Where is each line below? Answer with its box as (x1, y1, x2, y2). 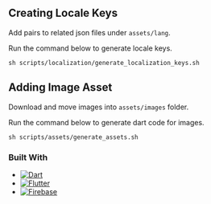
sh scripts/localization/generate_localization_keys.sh (8, 59, 200, 67)
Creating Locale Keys (8, 6, 118, 20)
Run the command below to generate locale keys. (8, 43, 173, 53)
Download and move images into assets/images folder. (8, 102, 189, 112)
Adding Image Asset (8, 80, 113, 95)
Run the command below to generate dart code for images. (8, 117, 205, 127)
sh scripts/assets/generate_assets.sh (8, 133, 139, 141)
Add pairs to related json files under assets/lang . (8, 27, 171, 37)
